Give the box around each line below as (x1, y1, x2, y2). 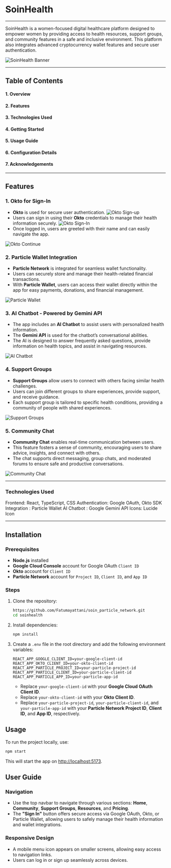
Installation (5, 530, 42, 539)
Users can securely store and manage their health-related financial (12, 271, 153, 277)
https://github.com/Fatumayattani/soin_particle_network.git (12, 608, 146, 613)
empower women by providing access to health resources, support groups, (5, 31, 163, 37)
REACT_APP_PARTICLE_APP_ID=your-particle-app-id (12, 674, 118, 679)
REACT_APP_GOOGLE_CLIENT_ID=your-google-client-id (12, 656, 123, 661)
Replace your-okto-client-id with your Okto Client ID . (20, 694, 135, 700)
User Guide (5, 773, 42, 782)
